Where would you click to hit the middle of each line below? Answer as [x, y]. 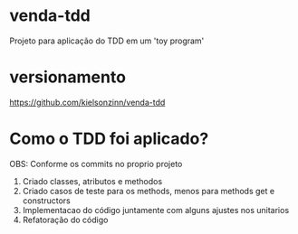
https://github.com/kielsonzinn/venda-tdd [87, 102]
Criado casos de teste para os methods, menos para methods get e [148, 191]
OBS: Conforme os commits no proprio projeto [96, 164]
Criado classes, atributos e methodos [92, 181]
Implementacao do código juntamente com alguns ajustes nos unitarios [156, 210]
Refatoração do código [65, 220]
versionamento [68, 77]
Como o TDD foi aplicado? [109, 139]
